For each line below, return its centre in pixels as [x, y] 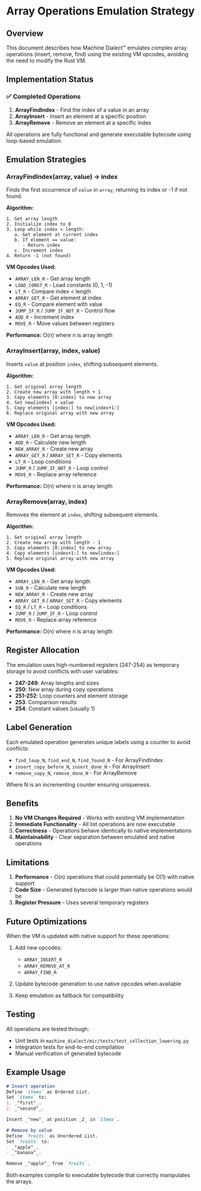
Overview [25, 33]
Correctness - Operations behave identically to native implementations [103, 831]
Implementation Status [50, 80]
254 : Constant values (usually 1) [55, 708]
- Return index [41, 245]
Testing [21, 1014]
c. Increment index [39, 251]
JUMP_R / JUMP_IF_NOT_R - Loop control [61, 467]
